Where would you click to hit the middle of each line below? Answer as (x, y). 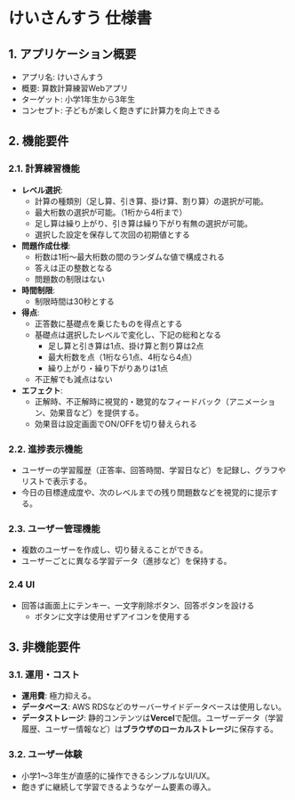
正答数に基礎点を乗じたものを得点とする (108, 323)
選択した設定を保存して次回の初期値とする (112, 234)
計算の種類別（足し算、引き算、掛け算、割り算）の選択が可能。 (151, 200)
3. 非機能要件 (44, 647)
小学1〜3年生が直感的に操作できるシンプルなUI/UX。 (118, 775)
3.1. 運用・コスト (44, 674)
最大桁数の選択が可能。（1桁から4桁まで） (111, 212)
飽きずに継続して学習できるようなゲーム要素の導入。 (118, 787)
